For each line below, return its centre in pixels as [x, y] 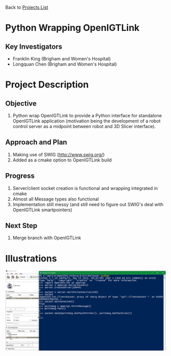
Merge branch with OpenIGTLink [47, 238]
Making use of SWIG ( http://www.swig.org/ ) [59, 154]
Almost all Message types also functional [56, 199]
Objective [21, 103]
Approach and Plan [36, 142]
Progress [20, 176]
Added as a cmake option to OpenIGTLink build [62, 160]
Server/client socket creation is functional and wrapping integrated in [85, 188]
